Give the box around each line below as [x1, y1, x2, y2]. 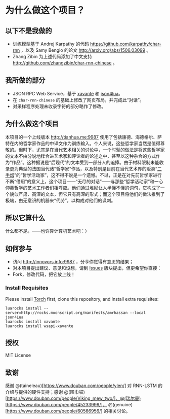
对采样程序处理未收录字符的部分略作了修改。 [12, 103, 106, 109]
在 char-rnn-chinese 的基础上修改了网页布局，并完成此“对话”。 [12, 97, 144, 103]
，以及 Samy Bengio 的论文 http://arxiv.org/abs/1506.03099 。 [21, 47, 151, 53]
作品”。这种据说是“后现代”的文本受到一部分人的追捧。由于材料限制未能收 [12, 159, 164, 165]
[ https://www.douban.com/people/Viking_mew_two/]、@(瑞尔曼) [5, 395, 141, 401]
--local [130, 310, 146, 315]
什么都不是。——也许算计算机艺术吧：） [5, 228, 90, 234]
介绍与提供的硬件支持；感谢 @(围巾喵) [5, 389, 85, 395]
